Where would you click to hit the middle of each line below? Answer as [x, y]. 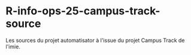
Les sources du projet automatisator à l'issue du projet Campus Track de [95, 40]
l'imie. [13, 47]
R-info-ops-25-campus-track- [83, 11]
